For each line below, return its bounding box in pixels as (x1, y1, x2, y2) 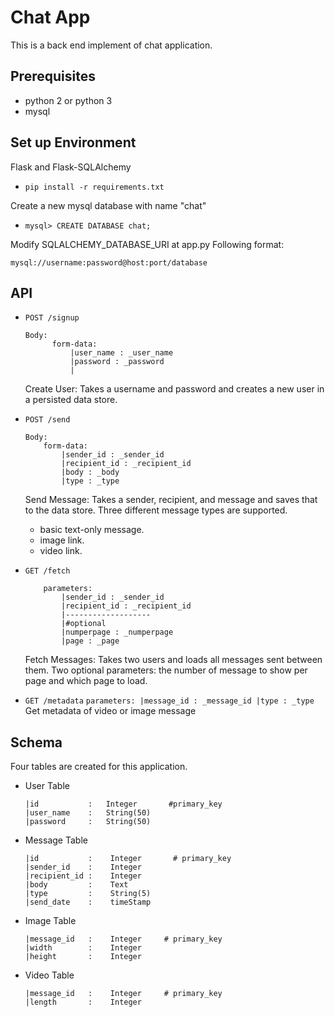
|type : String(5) (24, 889, 152, 899)
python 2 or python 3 (24, 94, 113, 106)
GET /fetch (24, 566, 71, 576)
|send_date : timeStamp (24, 897, 152, 908)
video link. (39, 545, 83, 557)
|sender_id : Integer (24, 862, 142, 873)
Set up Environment (10, 134, 137, 151)
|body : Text (24, 880, 129, 890)
